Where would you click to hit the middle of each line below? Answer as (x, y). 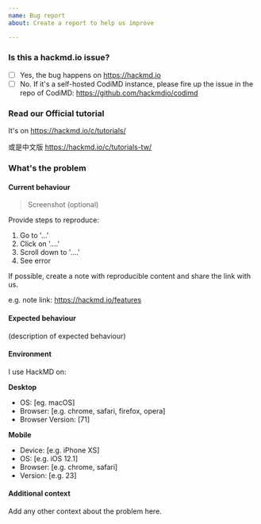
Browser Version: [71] (54, 419)
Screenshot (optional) (63, 205)
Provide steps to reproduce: (54, 220)
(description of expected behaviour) (67, 336)
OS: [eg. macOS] (47, 403)
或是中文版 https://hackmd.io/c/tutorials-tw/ (80, 147)
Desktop (23, 387)
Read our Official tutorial (56, 114)
